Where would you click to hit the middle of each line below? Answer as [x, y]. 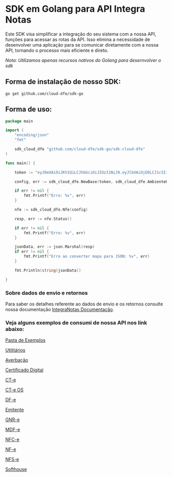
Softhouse [16, 469]
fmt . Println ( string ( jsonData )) [48, 270]
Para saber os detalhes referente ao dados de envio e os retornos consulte [84, 304]
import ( [15, 130]
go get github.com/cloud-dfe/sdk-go [44, 94]
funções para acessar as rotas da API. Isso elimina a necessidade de [78, 39]
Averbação [17, 360]
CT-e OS [15, 390]
